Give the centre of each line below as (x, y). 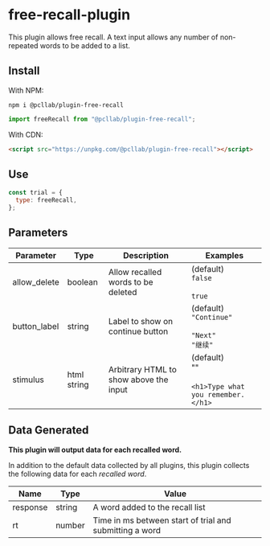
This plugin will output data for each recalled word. (95, 450)
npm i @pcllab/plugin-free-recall (66, 105)
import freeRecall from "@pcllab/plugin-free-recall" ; (102, 119)
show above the (138, 380)
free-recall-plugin (70, 15)
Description (146, 255)
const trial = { (35, 193)
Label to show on (141, 321)
